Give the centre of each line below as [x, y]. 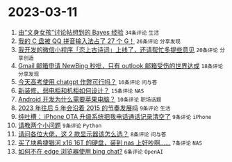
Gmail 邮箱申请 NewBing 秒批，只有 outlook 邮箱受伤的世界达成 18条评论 [121, 65]
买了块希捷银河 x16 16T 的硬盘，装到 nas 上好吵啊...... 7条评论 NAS [110, 143]
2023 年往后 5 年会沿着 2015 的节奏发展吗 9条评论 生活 [94, 108]
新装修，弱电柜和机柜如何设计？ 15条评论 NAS [81, 90]
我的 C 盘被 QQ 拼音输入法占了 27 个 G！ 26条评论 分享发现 [99, 41]
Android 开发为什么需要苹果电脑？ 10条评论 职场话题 [90, 99]
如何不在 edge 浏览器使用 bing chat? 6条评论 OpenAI [91, 151]
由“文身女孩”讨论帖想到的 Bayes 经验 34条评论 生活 [88, 32]
